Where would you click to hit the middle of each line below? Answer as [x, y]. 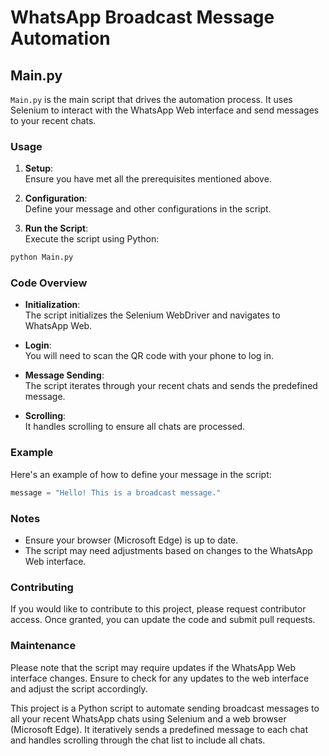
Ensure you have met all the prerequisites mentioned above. [148, 179]
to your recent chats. [53, 120]
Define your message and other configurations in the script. [148, 209]
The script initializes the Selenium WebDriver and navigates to [152, 315]
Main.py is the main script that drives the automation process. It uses [151, 99]
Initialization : [52, 305]
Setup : [39, 168]
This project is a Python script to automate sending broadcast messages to [165, 708]
